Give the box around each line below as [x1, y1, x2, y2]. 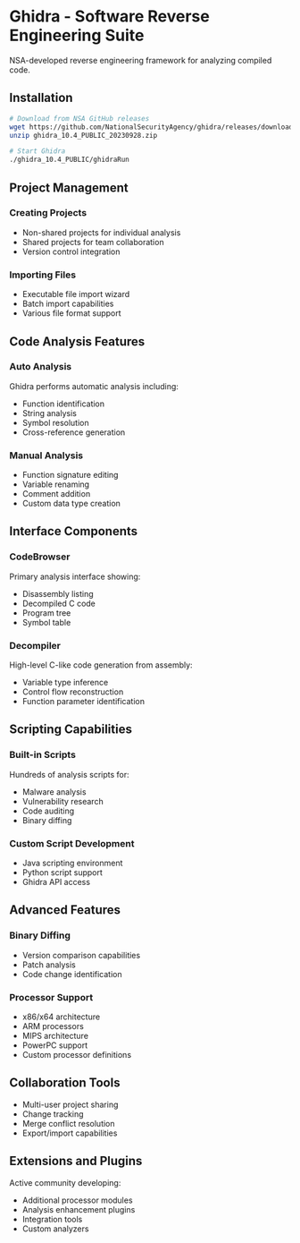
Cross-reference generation [21, 427, 126, 438]
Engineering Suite [9, 25, 145, 46]
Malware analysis [21, 786, 87, 797]
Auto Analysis [9, 361, 72, 373]
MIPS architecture [21, 1031, 89, 1042]
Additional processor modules [21, 1195, 133, 1205]
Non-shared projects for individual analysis [21, 226, 181, 238]
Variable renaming [21, 479, 90, 490]
